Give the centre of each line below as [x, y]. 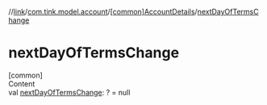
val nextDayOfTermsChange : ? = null [69, 92]
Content [22, 83]
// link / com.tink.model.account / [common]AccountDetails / [103, 12]
